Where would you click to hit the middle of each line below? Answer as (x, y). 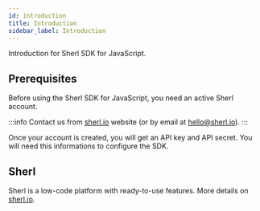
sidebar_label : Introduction (57, 30)
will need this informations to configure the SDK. (89, 146)
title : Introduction (43, 23)
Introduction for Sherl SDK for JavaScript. (77, 54)
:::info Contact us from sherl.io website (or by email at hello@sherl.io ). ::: (128, 122)
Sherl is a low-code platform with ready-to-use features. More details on (128, 191)
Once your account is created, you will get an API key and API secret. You (130, 138)
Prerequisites (43, 78)
